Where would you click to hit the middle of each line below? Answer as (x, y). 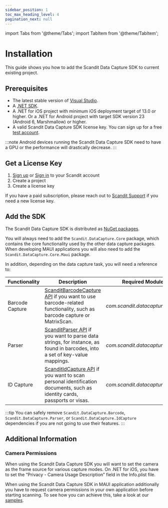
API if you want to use (70, 296)
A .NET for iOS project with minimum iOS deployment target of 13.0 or (84, 111)
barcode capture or (67, 315)
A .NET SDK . (25, 106)
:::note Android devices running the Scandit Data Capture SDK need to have (83, 142)
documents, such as (68, 387)
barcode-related (64, 302)
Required (133, 282)
